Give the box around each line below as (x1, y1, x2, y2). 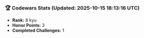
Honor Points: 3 (12, 23, 45, 28)
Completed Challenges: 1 (12, 27, 64, 33)
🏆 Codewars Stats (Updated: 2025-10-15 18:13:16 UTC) (5, 4, 140, 11)
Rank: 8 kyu (12, 17, 37, 23)
